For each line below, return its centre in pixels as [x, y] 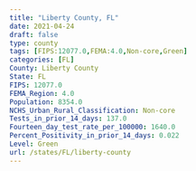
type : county [34, 43]
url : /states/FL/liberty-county [70, 152]
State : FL [28, 77]
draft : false [34, 34]
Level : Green [34, 144]
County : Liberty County [54, 69]
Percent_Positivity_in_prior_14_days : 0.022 [94, 136]
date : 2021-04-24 [42, 26]
